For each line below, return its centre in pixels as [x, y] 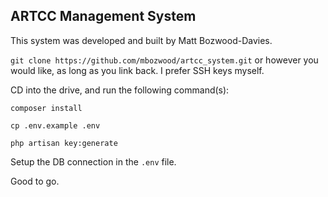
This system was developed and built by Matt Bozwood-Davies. [141, 40]
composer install [46, 108]
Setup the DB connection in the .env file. [93, 161]
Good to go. [35, 181]
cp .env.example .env [55, 125]
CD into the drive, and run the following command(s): [120, 90]
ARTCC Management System [103, 16]
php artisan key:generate [64, 143]
